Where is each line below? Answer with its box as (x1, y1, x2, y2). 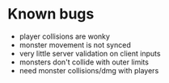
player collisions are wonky (19, 31, 111, 41)
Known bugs (7, 5, 95, 23)
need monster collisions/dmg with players (19, 65, 159, 75)
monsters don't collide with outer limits (19, 57, 149, 67)
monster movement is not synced (19, 39, 131, 49)
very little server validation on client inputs (19, 48, 161, 58)
